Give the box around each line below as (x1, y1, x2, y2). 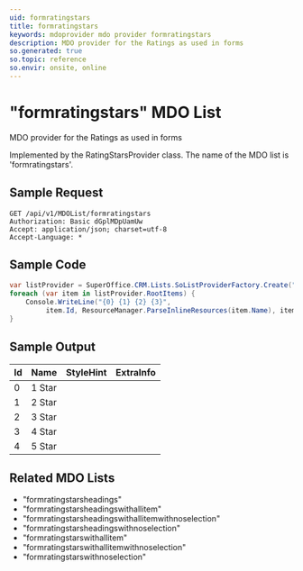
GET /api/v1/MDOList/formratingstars (9, 209, 151, 218)
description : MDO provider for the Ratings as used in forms (9, 38, 244, 48)
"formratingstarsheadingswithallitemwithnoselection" (22, 513, 221, 524)
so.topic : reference (9, 55, 87, 64)
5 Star (31, 440, 57, 452)
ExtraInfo (115, 366, 156, 378)
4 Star (31, 425, 57, 438)
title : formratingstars (9, 22, 99, 31)
